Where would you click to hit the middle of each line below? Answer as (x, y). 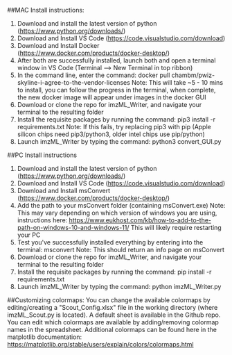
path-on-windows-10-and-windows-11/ (73, 228)
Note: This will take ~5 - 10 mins (177, 82)
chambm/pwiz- (193, 75)
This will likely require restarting (176, 228)
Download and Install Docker (58, 46)
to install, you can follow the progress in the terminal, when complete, (116, 90)
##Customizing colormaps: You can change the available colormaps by (109, 300)
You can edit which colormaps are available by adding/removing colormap (113, 322)
